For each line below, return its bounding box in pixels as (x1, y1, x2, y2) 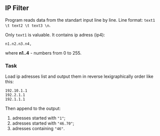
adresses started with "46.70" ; (12, 120, 75, 126)
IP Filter (5, 4, 30, 12)
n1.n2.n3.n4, (5, 41, 32, 46)
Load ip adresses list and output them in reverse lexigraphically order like (5, 73, 154, 79)
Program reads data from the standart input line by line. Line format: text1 (5, 17, 155, 23)
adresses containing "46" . (12, 126, 65, 132)
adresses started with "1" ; (12, 115, 65, 121)
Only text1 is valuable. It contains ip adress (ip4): (5, 32, 105, 37)
